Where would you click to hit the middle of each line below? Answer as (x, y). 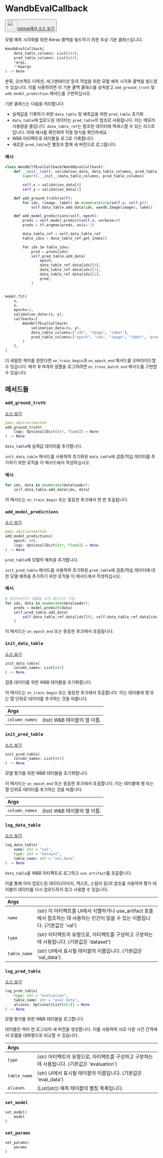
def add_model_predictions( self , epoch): (56, 216)
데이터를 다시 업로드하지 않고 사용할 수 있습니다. (63, 889)
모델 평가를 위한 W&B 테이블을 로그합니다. (45, 1019)
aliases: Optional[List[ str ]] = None (52, 1004)
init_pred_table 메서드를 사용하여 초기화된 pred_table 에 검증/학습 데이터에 (78, 570)
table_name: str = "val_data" (44, 859)
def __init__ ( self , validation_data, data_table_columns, (73, 172)
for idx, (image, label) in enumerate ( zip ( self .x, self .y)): (86, 203)
